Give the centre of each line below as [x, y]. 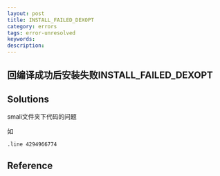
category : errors [32, 26]
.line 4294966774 [32, 145]
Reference [30, 165]
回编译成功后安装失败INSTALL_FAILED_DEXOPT [110, 76]
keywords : [21, 39]
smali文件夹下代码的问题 [42, 117]
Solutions [28, 99]
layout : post [26, 13]
